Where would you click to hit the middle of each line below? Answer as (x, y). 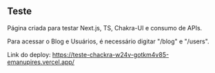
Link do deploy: (29, 54)
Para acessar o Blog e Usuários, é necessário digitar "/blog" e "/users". (108, 41)
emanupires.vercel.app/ (41, 62)
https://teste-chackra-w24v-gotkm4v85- (111, 54)
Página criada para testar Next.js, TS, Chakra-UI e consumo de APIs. (105, 28)
